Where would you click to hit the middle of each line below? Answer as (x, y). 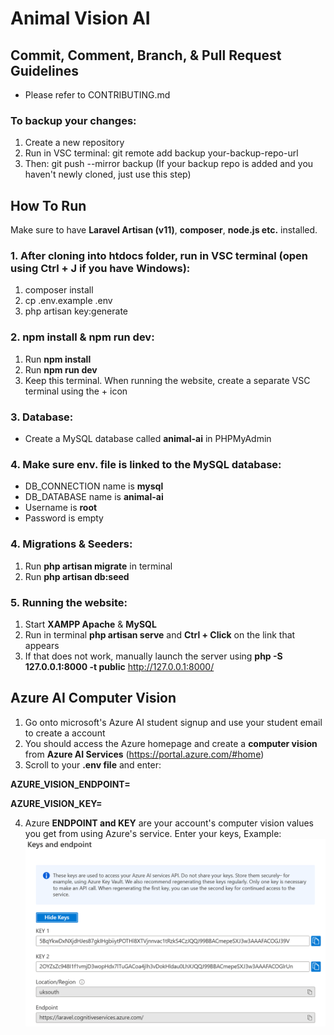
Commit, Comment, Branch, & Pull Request (146, 55)
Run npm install (58, 359)
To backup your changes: (73, 120)
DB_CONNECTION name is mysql (94, 486)
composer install (59, 290)
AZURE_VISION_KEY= (56, 803)
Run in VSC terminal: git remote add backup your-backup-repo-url (161, 153)
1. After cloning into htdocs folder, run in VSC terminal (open (159, 256)
